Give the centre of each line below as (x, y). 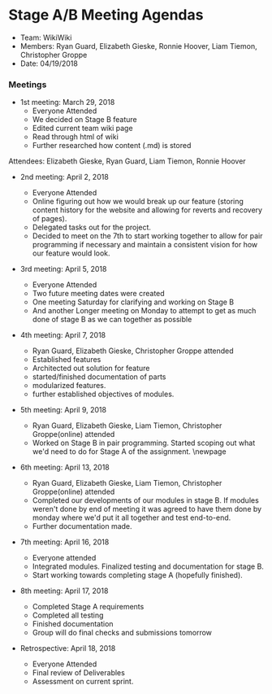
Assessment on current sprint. (83, 682)
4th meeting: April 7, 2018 (63, 335)
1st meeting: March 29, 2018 (67, 103)
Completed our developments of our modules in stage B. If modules (146, 500)
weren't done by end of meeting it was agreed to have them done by (147, 509)
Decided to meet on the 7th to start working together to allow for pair (147, 236)
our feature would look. (71, 253)
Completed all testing (68, 615)
